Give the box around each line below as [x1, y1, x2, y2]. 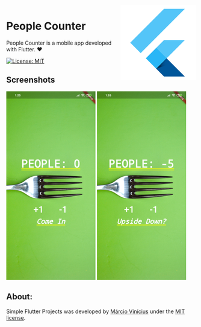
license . [6, 314, 26, 321]
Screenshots [6, 75, 55, 85]
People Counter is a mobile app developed [6, 39, 112, 46]
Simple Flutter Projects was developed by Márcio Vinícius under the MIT [6, 308, 185, 315]
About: [6, 291, 33, 302]
